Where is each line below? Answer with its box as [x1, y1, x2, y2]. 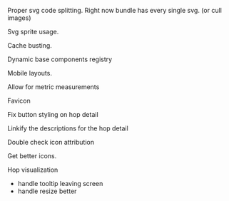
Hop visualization [7, 165, 58, 174]
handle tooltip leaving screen [17, 180, 103, 187]
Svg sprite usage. [7, 28, 59, 36]
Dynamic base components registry [7, 55, 113, 63]
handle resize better [17, 187, 77, 195]
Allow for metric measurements [7, 83, 100, 91]
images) [7, 14, 31, 22]
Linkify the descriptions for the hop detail [7, 124, 128, 133]
